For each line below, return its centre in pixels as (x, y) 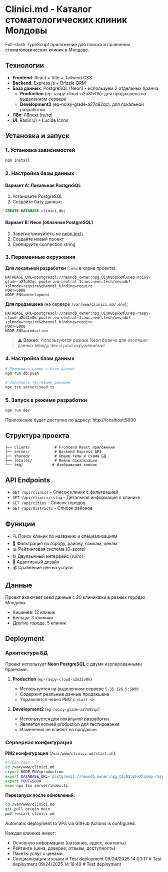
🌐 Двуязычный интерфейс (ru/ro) (48, 556)
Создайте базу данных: (37, 202)
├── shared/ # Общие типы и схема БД (56, 456)
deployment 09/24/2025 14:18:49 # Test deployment (67, 864)
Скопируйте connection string (44, 244)
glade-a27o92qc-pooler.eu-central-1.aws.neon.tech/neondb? (68, 282)
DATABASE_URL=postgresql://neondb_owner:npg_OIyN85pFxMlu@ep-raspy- (78, 313)
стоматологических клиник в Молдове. (47, 50)
